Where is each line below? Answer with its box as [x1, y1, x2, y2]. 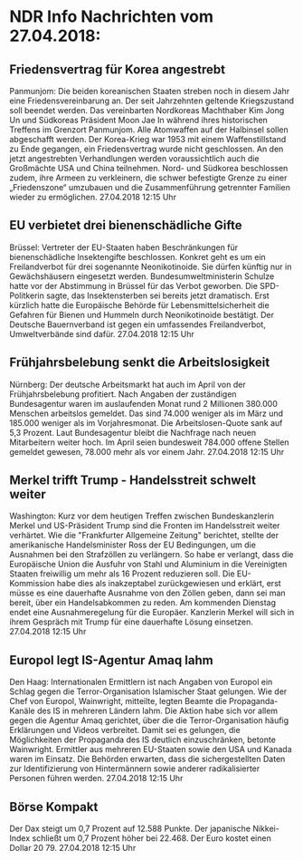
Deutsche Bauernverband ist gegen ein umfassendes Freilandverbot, [9, 319, 267, 330]
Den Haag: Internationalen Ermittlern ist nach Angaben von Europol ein [9, 677, 273, 688]
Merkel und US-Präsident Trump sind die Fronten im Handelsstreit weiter [9, 520, 280, 531]
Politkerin [9, 290, 45, 301]
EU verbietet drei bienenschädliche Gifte [9, 217, 242, 233]
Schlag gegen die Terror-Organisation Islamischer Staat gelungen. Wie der [9, 686, 288, 697]
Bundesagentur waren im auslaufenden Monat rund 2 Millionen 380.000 [9, 398, 279, 409]
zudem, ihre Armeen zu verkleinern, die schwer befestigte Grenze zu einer [9, 172, 288, 183]
